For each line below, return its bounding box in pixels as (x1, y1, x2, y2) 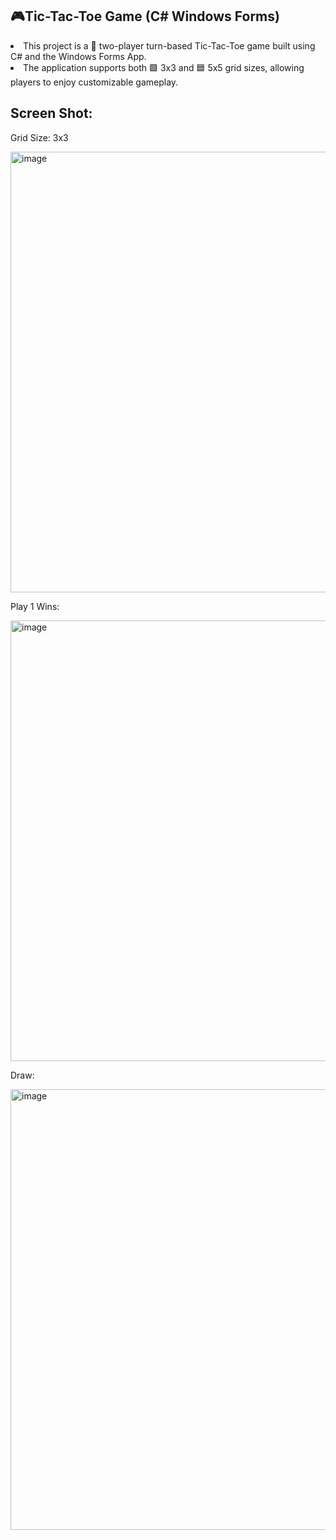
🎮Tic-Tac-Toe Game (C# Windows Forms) (10, 8, 280, 25)
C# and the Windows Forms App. (10, 50, 147, 62)
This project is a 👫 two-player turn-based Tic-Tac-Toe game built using (23, 39, 316, 52)
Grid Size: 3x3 (10, 131, 69, 143)
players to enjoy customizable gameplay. (10, 76, 179, 88)
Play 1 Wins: (10, 600, 60, 612)
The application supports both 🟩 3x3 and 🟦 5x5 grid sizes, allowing (23, 61, 305, 73)
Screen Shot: (10, 105, 93, 122)
